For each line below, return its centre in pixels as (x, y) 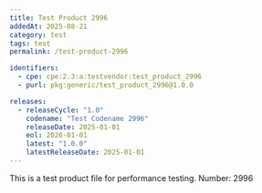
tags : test (30, 43)
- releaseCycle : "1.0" (61, 110)
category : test (38, 35)
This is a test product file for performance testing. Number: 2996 (131, 178)
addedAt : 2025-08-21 (49, 26)
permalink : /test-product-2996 (69, 52)
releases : (28, 101)
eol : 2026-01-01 (57, 136)
